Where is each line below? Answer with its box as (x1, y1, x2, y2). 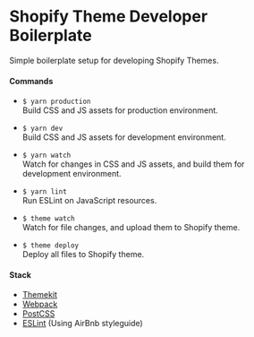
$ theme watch (21, 214, 75, 223)
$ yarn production (21, 97, 91, 107)
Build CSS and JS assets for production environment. (21, 105, 219, 116)
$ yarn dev (21, 124, 63, 134)
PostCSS (21, 308, 55, 319)
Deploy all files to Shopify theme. (21, 249, 145, 260)
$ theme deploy (21, 241, 80, 250)
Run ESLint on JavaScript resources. (21, 195, 157, 206)
